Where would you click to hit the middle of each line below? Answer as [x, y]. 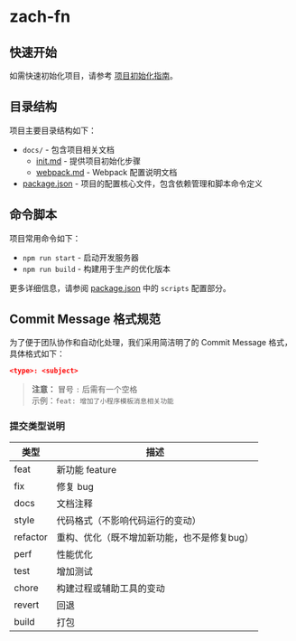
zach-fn [40, 17]
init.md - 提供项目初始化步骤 [88, 161]
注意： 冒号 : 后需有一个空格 [84, 390]
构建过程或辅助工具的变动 [111, 588]
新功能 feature [87, 469]
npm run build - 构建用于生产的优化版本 [97, 269]
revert [27, 605]
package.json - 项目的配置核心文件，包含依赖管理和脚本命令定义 [143, 184]
